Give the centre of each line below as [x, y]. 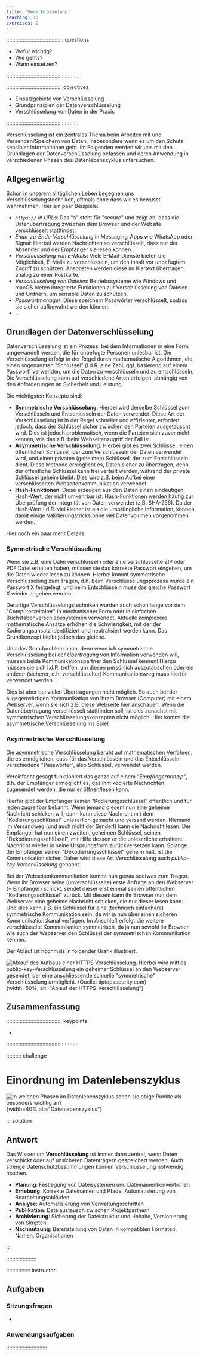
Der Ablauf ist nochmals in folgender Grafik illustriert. [72, 951]
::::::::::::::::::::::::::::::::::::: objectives [47, 87]
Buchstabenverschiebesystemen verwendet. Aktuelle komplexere [87, 618]
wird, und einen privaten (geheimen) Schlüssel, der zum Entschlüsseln [101, 458]
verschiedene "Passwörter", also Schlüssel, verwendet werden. [84, 765]
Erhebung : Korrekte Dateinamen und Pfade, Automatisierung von [95, 1191]
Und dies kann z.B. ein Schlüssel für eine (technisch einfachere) [85, 908]
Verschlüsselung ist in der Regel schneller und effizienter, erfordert [97, 420]
